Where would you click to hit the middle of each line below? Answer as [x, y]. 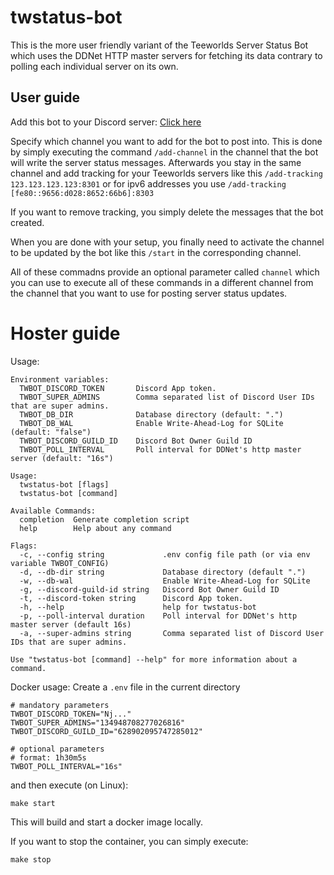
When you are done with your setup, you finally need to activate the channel [167, 242]
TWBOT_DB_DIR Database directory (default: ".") [151, 414]
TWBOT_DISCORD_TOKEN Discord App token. [118, 388]
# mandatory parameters [60, 705]
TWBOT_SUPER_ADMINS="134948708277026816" [98, 722]
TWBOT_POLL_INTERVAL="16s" [66, 766]
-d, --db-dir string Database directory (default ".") [163, 572]
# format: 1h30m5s [48, 757]
